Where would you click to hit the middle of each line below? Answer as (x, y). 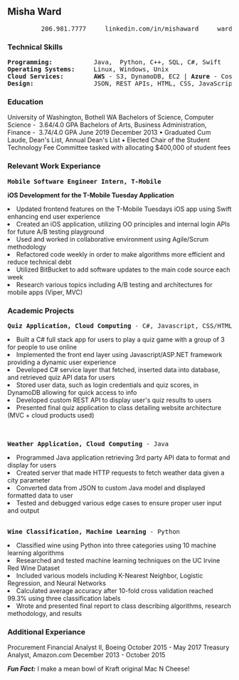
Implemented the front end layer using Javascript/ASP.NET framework (119, 355)
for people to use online (42, 347)
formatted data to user (40, 495)
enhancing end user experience (54, 216)
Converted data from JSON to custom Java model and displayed (111, 488)
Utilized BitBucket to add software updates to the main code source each (123, 269)
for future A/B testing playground (56, 232)
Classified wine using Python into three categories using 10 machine (117, 545)
